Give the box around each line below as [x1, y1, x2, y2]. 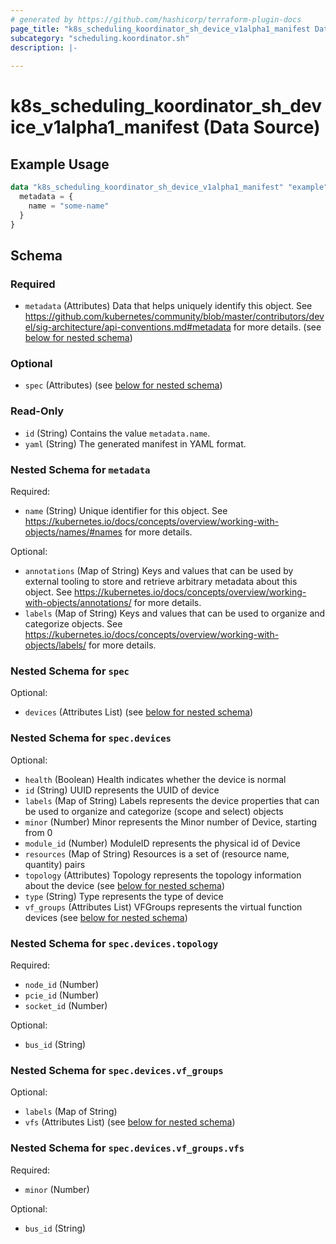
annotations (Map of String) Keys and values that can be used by [24, 565, 294, 577]
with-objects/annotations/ [24, 597, 132, 609]
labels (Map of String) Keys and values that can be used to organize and [24, 607, 326, 620]
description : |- [10, 42, 78, 53]
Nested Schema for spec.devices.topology [10, 936, 219, 950]
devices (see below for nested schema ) [24, 911, 188, 923]
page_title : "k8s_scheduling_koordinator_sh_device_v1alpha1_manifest [10, 24, 311, 34]
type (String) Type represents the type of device [24, 890, 224, 902]
